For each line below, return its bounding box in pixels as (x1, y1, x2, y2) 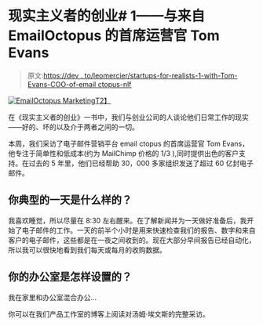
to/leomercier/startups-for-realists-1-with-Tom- (84, 71, 238, 80)
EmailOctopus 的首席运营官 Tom (8, 27, 220, 45)
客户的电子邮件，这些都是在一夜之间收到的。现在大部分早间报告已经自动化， (8, 235, 256, 244)
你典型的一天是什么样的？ (8, 194, 132, 207)
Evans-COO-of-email (27, 79, 97, 89)
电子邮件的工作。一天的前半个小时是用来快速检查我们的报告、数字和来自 (21, 225, 256, 235)
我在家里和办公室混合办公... (8, 292, 97, 302)
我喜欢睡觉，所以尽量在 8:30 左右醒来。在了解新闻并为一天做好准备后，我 (8, 216, 247, 225)
